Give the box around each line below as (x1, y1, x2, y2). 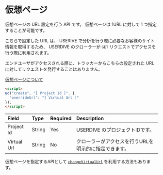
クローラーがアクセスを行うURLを (76, 138, 154, 145)
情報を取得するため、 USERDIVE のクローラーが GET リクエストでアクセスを (5, 44, 156, 49)
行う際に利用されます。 (5, 49, 52, 56)
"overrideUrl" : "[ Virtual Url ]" (9, 95, 79, 100)
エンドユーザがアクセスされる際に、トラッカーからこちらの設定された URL (5, 60, 154, 66)
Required (50, 115, 72, 122)
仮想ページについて (5, 76, 44, 82)
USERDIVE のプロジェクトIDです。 (76, 127, 155, 133)
